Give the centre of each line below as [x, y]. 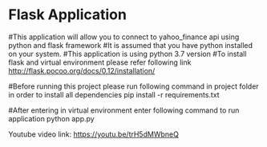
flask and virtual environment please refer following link [100, 62]
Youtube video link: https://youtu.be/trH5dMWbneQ [93, 134]
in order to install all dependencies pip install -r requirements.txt [114, 94]
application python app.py [51, 118]
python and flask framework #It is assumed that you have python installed [131, 45]
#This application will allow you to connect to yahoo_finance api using [124, 37]
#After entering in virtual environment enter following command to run [124, 110]
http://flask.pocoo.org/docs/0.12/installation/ [82, 70]
